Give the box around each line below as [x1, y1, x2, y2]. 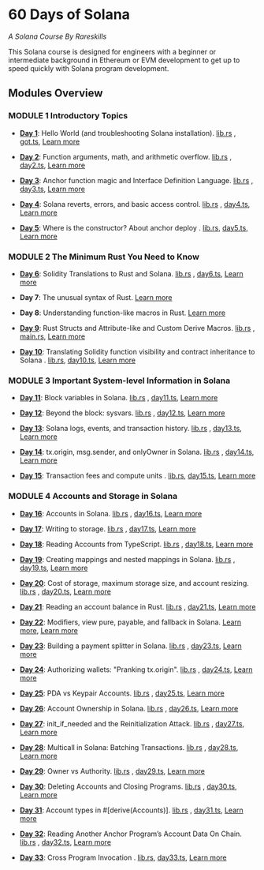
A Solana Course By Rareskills [8, 32, 107, 41]
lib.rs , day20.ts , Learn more [19, 587, 112, 596]
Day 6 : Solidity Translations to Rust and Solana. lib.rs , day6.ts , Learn [19, 268, 244, 278]
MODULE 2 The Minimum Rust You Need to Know [8, 251, 199, 262]
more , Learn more [19, 625, 79, 635]
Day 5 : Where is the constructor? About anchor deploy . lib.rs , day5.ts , [19, 223, 248, 232]
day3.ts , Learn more [19, 184, 85, 193]
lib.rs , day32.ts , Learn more [19, 837, 112, 846]
